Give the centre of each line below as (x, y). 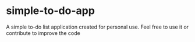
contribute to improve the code (43, 33)
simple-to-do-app (50, 11)
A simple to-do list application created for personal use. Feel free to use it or (97, 27)
